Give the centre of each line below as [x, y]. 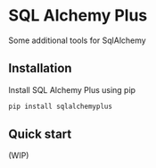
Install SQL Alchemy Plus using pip [72, 89]
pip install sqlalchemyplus [61, 106]
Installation [40, 68]
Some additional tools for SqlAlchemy [77, 40]
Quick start [40, 134]
